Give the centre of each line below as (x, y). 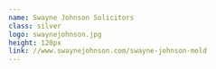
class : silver (35, 26)
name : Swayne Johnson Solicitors (71, 17)
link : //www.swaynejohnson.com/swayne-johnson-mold (108, 51)
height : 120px (35, 43)
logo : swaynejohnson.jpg (55, 34)
